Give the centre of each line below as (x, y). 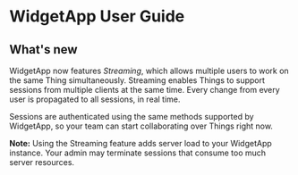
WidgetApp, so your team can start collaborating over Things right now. (141, 126)
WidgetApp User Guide (97, 17)
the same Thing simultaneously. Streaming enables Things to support (137, 80)
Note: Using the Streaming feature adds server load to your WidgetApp (141, 143)
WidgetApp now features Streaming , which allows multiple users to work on (149, 71)
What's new (43, 50)
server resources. (42, 162)
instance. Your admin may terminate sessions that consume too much (138, 153)
